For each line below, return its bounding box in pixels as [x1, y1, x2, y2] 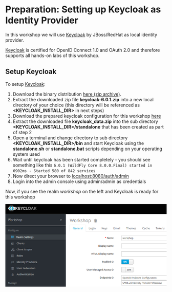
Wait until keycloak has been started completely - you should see [12, 156, 151, 162]
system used [12, 151, 40, 157]
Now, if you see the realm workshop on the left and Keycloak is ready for [5, 188, 159, 194]
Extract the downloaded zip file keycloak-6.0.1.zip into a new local [12, 96, 154, 102]
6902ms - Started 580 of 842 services [12, 168, 96, 173]
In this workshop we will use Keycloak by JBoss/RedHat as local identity [5, 31, 158, 38]
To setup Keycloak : [5, 81, 46, 87]
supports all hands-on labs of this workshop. [5, 52, 100, 59]
